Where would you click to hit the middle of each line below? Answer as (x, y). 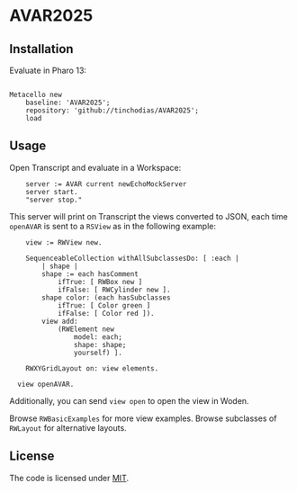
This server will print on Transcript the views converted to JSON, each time (148, 216)
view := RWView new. (64, 242)
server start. (52, 192)
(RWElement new (86, 329)
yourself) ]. (98, 353)
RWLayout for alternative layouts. (68, 427)
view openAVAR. (46, 384)
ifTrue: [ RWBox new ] (100, 282)
